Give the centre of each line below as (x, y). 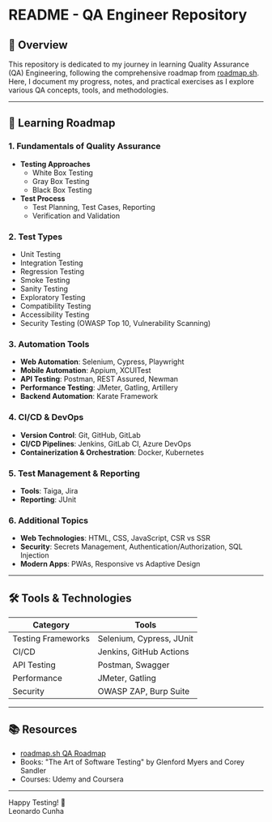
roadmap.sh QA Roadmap (63, 753)
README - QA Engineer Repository (128, 15)
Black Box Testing (62, 190)
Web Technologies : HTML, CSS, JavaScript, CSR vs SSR (115, 538)
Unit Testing (40, 254)
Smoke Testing (45, 280)
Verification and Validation (76, 216)
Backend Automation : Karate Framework (89, 396)
